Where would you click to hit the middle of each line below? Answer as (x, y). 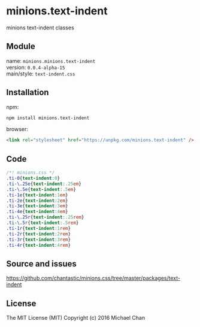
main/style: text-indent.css (41, 74)
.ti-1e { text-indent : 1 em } (37, 195)
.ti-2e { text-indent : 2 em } (37, 201)
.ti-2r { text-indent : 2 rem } (38, 234)
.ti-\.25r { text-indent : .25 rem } (45, 217)
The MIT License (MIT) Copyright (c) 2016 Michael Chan (76, 318)
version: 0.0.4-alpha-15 (36, 67)
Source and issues (41, 264)
